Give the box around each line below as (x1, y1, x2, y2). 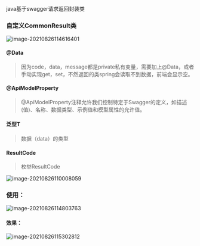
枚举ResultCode (20, 163, 60, 170)
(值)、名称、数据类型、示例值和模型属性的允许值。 (20, 106, 146, 113)
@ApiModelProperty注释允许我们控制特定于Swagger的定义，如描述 (20, 98, 187, 105)
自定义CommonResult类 (6, 21, 76, 30)
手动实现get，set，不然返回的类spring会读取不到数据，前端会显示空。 (20, 70, 193, 77)
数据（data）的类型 (20, 135, 69, 142)
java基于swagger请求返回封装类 (6, 5, 85, 12)
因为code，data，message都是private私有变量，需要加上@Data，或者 (20, 63, 195, 70)
